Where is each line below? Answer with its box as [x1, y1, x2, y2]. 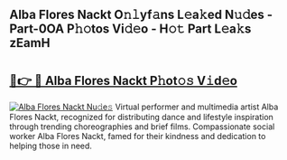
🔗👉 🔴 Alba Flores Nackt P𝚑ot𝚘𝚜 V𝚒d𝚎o [9, 72, 237, 89]
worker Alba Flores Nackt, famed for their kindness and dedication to [9, 131, 266, 141]
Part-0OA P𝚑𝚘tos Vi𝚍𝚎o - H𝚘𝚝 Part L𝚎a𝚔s [9, 22, 252, 37]
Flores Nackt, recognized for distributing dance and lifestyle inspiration [9, 112, 273, 122]
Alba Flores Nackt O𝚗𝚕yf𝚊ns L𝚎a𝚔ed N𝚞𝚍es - [9, 7, 273, 23]
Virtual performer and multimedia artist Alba [115, 101, 279, 112]
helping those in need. [9, 140, 93, 151]
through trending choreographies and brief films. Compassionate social [9, 121, 275, 132]
